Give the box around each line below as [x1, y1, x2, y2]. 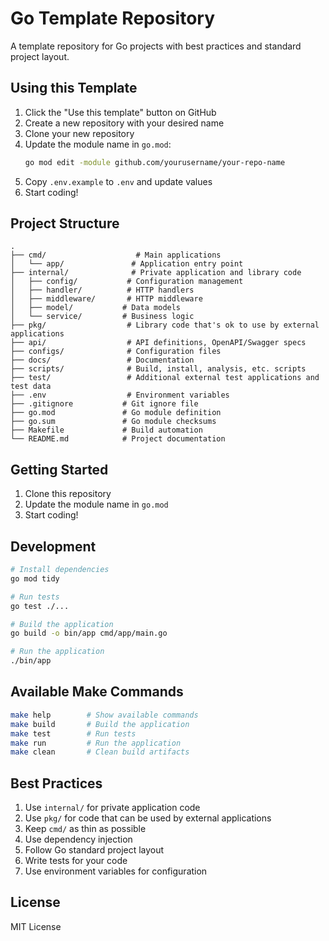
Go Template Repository [10, 7, 216, 30]
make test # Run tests [10, 728, 137, 739]
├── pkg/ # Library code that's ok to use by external [10, 320, 320, 331]
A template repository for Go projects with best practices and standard [10, 40, 302, 52]
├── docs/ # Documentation [10, 355, 195, 366]
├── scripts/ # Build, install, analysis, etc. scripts [10, 364, 307, 374]
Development [10, 538, 97, 555]
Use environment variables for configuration [24, 865, 208, 877]
